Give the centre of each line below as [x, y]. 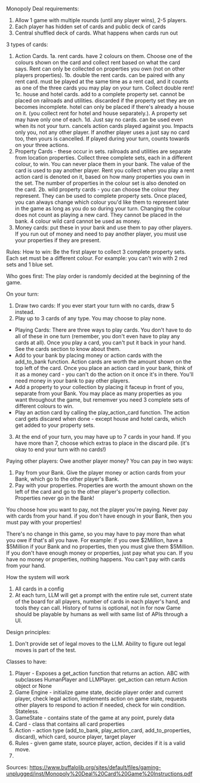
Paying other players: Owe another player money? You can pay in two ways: [100, 461]
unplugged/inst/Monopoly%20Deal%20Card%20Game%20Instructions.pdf [99, 774]
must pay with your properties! [44, 522]
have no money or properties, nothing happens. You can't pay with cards [96, 559]
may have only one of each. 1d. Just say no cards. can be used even [99, 120]
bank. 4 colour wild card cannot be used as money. [78, 221]
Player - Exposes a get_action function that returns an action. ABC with [102, 673]
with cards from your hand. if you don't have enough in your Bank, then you [99, 516]
